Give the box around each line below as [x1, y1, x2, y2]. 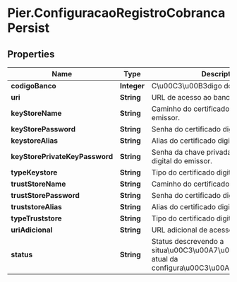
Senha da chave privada [151, 147, 232, 157]
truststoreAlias [11, 202, 62, 211]
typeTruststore [11, 213, 62, 223]
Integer [119, 81, 145, 90]
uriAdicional [11, 225, 53, 235]
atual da [151, 254, 178, 264]
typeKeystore [11, 168, 58, 177]
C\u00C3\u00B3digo [151, 81, 222, 90]
